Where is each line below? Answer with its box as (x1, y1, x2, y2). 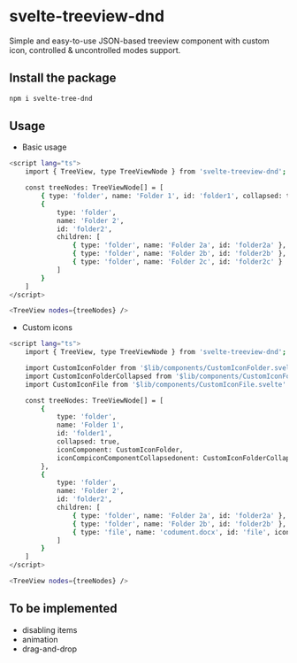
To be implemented (9, 601, 118, 616)
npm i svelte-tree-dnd (9, 94, 93, 103)
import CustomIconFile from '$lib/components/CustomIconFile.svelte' (25, 380, 287, 389)
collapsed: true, (56, 437, 121, 446)
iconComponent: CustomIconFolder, (56, 445, 184, 454)
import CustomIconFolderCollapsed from (25, 372, 172, 381)
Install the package (9, 71, 117, 86)
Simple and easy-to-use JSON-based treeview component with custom (9, 35, 270, 46)
